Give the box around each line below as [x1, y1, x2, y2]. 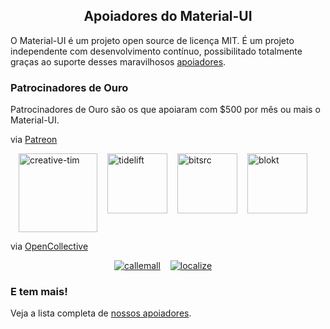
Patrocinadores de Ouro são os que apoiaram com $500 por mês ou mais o [10, 104, 321, 116]
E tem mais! [10, 285, 68, 299]
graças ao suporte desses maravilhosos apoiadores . [10, 55, 227, 68]
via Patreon [10, 134, 58, 146]
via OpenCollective [10, 240, 89, 253]
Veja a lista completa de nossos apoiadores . [10, 307, 192, 319]
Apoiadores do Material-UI [83, 8, 253, 25]
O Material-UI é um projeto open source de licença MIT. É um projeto [10, 34, 295, 46]
